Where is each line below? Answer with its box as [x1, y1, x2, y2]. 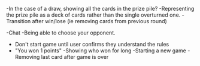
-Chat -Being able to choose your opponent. [6, 29, 116, 36]
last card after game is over [41, 54, 109, 60]
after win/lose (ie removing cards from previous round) [32, 18, 168, 24]
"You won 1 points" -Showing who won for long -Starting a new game [14, 47, 187, 54]
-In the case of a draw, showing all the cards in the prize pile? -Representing [6, 5, 195, 12]
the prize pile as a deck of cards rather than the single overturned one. [6, 11, 181, 18]
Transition [6, 18, 31, 24]
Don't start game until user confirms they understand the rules [14, 41, 169, 48]
